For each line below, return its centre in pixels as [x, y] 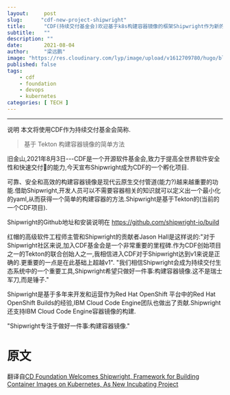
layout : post [32, 13]
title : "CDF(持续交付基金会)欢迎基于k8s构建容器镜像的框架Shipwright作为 [111, 26]
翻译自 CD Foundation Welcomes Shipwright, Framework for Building [103, 376]
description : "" [30, 39]
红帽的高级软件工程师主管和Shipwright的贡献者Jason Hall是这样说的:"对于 [111, 237]
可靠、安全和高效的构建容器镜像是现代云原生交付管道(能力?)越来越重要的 [110, 182]
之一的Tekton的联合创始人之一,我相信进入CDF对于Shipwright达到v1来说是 [111, 254]
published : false [32, 64]
